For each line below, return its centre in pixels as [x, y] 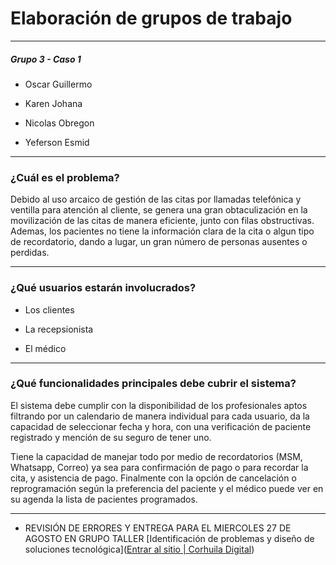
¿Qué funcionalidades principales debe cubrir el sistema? [153, 384]
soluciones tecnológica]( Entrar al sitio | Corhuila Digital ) [139, 549]
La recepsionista [59, 329]
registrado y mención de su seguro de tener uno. [111, 437]
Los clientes [49, 309]
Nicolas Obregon [59, 123]
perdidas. [30, 253]
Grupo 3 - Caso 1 [46, 59]
